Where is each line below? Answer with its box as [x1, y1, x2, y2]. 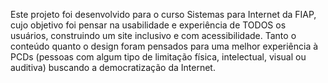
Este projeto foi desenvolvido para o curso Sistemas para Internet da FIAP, [10, 9, 317, 20]
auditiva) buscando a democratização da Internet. [10, 62, 216, 73]
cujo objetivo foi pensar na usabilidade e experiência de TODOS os [10, 19, 287, 31]
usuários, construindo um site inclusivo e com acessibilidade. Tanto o [10, 30, 297, 41]
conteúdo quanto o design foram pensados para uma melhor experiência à [10, 40, 319, 52]
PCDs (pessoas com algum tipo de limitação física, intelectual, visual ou [10, 51, 307, 63]
